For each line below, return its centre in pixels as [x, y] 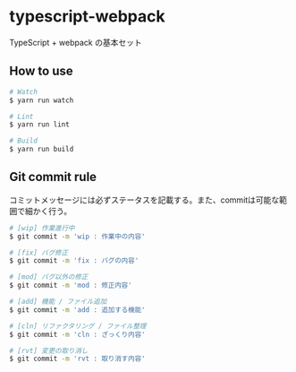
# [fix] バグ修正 [39, 253]
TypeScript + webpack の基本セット [76, 42]
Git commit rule [53, 177]
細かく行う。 [48, 211]
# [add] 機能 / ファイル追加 [58, 302]
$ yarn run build [42, 150]
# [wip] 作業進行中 [42, 228]
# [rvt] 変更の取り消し [49, 350]
